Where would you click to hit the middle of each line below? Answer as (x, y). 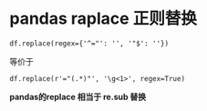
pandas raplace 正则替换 (103, 19)
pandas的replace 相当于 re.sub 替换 (78, 96)
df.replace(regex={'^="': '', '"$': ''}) (89, 43)
